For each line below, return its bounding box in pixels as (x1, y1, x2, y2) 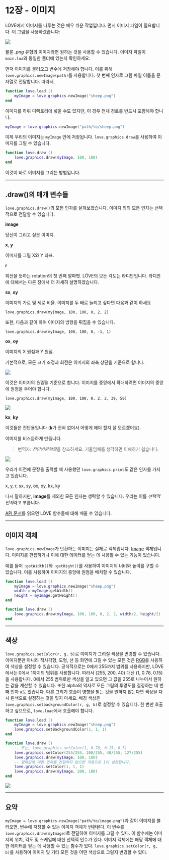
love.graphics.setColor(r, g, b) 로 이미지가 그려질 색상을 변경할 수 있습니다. (5, 650, 161, 657)
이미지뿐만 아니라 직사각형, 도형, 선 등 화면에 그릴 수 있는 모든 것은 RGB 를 (5, 657, 149, 663)
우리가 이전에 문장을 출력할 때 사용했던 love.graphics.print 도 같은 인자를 (5, 466, 151, 472)
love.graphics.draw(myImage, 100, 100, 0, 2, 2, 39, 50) (5, 396, 127, 401)
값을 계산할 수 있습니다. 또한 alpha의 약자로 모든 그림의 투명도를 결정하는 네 (10, 682, 158, 688)
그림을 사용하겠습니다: (17, 28, 60, 34)
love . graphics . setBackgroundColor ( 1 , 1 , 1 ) (14, 727, 107, 732)
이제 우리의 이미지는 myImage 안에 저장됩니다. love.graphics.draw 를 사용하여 (5, 134, 157, 140)
